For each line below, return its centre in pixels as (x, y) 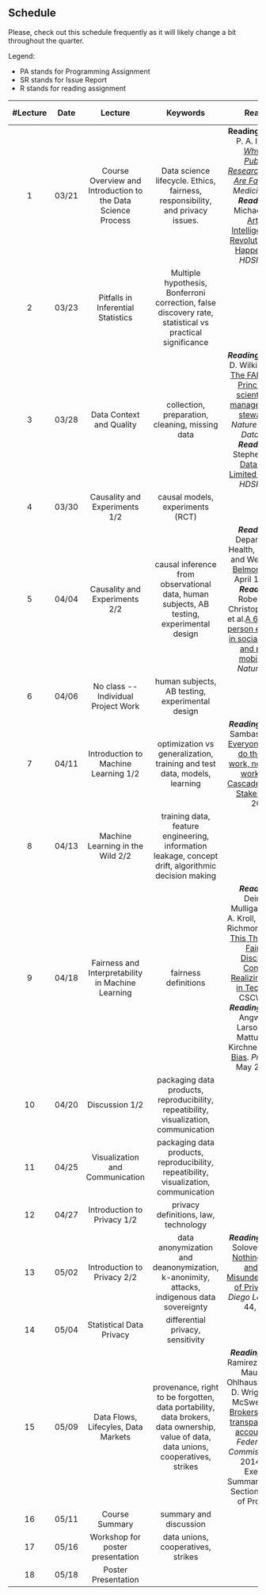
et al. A (239, 619)
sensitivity (186, 1340)
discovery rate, (186, 312)
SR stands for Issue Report (63, 79)
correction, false (186, 302)
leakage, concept (186, 856)
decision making (186, 876)
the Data (115, 200)
